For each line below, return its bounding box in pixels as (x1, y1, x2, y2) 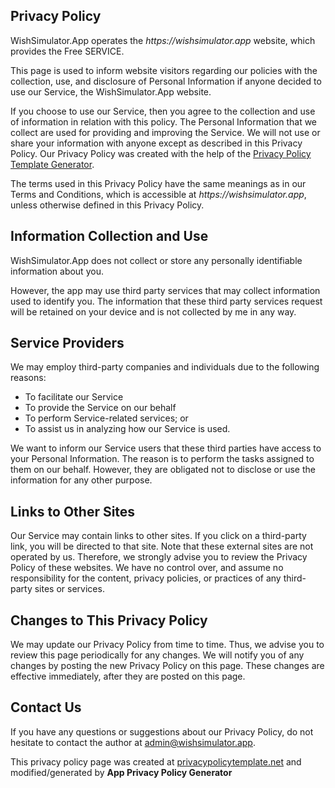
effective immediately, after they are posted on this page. (10, 670, 246, 683)
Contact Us (10, 699, 82, 716)
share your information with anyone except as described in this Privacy (10, 137, 303, 149)
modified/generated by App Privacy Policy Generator (10, 766, 233, 778)
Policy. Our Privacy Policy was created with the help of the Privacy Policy (10, 147, 312, 159)
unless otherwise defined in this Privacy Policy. (10, 199, 205, 211)
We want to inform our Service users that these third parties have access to (10, 442, 322, 454)
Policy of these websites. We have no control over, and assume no (10, 562, 284, 574)
